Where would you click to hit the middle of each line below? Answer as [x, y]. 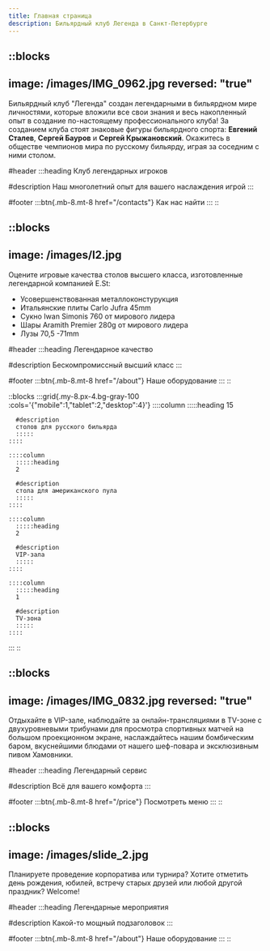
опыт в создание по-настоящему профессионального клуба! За [118, 120]
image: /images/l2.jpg [65, 255]
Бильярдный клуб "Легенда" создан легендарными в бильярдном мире [133, 103]
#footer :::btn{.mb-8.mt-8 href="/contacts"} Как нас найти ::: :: [114, 202]
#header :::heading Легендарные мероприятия [89, 907]
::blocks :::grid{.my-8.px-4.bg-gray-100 [74, 396]
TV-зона [29, 618]
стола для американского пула [66, 490]
